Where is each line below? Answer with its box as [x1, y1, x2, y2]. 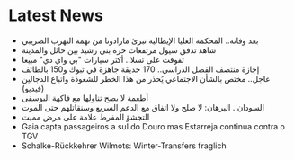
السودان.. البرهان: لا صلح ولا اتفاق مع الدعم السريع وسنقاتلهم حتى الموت [21, 102, 265, 112]
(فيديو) [21, 83, 45, 93]
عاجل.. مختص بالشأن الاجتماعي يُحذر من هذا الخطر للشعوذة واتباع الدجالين [21, 73, 271, 84]
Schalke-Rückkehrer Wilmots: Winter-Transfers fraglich [21, 140, 227, 151]
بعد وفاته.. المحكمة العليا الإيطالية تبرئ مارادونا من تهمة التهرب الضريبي [21, 35, 259, 46]
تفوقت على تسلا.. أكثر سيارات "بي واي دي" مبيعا [21, 54, 185, 65]
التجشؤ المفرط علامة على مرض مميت [21, 111, 150, 122]
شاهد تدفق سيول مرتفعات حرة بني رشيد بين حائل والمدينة [21, 44, 217, 55]
